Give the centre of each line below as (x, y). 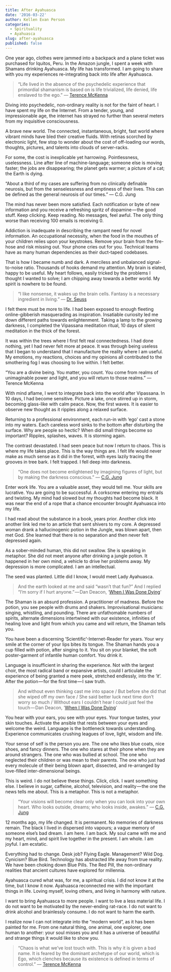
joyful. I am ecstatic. (27, 844)
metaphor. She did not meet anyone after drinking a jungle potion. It (76, 556)
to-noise (14, 267)
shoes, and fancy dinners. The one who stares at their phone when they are (85, 749)
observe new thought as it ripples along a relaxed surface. (66, 409)
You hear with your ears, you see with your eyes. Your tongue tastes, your (83, 717)
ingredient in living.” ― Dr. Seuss (52, 299)
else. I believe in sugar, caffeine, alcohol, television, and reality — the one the (86, 786)
